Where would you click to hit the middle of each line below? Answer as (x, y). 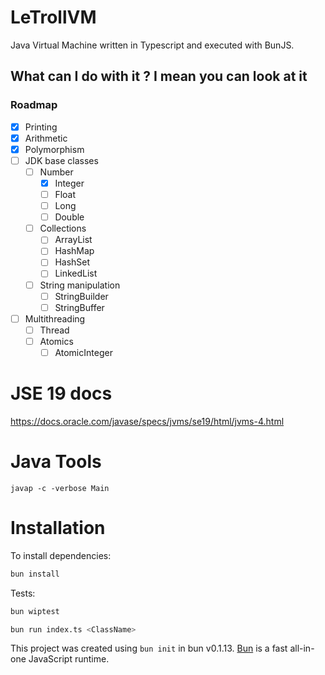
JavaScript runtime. (69, 659)
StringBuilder (81, 296)
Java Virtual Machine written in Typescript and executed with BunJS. (152, 45)
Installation (58, 528)
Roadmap (34, 105)
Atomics (56, 341)
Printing (41, 127)
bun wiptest (35, 611)
